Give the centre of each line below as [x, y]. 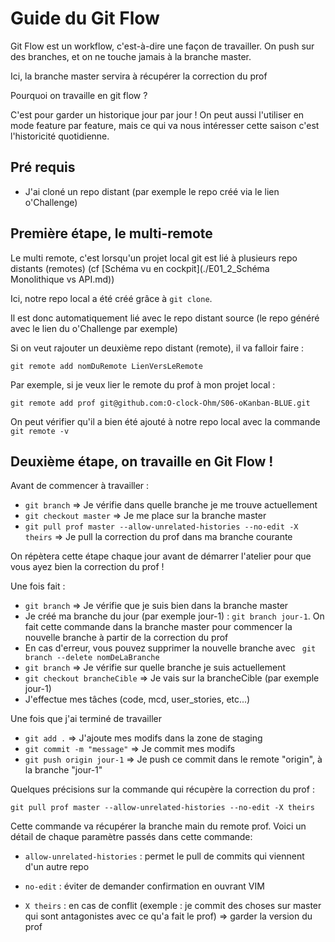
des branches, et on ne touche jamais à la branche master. [131, 56]
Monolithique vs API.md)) [62, 279]
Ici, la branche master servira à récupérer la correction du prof [139, 76]
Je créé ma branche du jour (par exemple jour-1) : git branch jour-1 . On [174, 616]
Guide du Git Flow [85, 18]
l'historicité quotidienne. [60, 136]
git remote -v [40, 431]
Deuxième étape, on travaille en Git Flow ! [142, 461]
